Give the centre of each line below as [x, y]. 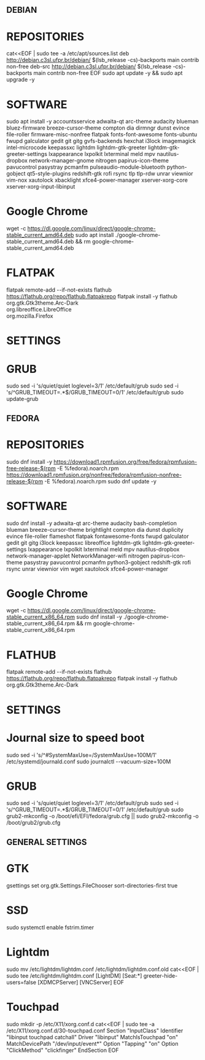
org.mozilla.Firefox [30, 316]
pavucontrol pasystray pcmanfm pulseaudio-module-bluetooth [86, 167]
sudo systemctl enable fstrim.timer [50, 927]
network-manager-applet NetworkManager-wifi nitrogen [78, 556]
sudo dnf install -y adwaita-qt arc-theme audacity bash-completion [91, 523]
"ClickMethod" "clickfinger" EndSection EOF [63, 1050]
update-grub [22, 399]
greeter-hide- [161, 975]
